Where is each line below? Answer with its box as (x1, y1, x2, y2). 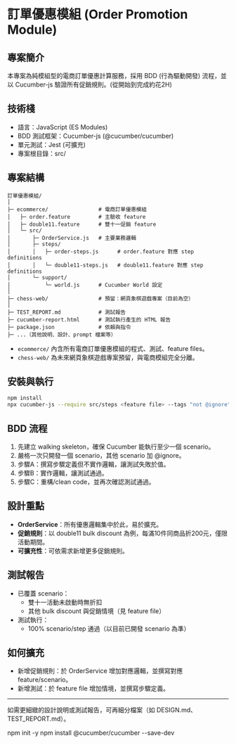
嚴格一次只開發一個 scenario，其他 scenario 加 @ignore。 (17, 451, 185, 459)
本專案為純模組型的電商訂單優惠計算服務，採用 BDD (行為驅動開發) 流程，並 (7, 72, 227, 79)
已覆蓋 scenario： (17, 589, 70, 598)
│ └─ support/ (7, 274, 68, 281)
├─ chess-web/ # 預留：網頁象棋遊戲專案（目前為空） (7, 295, 195, 302)
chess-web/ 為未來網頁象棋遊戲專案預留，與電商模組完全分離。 (17, 353, 199, 361)
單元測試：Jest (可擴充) (17, 140, 86, 148)
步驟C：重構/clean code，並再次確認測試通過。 (17, 477, 155, 486)
